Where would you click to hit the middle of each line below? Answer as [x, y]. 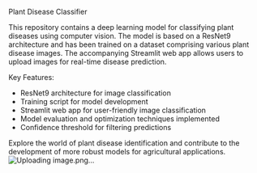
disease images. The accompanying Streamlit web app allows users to [126, 53]
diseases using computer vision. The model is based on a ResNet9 [120, 36]
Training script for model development [84, 101]
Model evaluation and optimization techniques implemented [120, 119]
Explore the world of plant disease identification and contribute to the [124, 143]
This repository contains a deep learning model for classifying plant [121, 27]
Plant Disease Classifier [48, 12]
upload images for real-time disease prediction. [88, 61]
